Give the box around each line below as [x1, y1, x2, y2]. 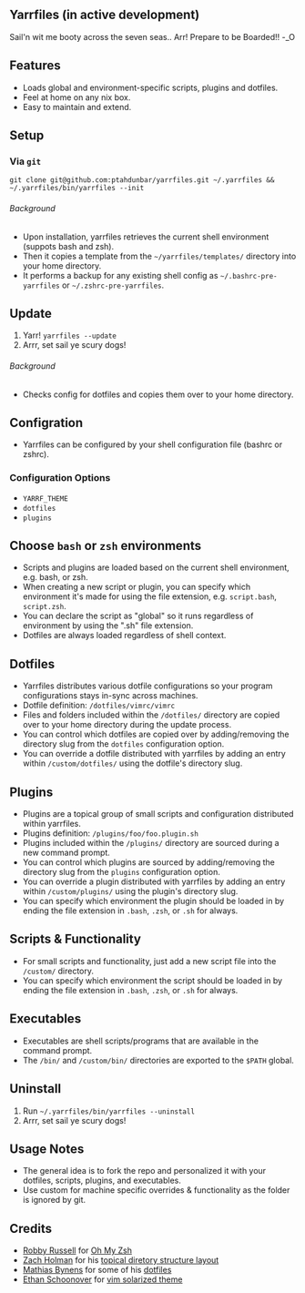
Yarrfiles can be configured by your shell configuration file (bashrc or [22, 439, 283, 450]
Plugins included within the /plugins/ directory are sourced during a [22, 838, 280, 849]
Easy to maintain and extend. [22, 101, 132, 112]
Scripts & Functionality [9, 932, 141, 947]
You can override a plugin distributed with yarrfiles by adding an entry [22, 876, 286, 887]
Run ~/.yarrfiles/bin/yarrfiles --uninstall [22, 1105, 196, 1116]
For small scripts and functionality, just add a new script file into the [22, 955, 277, 966]
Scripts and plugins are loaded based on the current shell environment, [22, 562, 290, 573]
